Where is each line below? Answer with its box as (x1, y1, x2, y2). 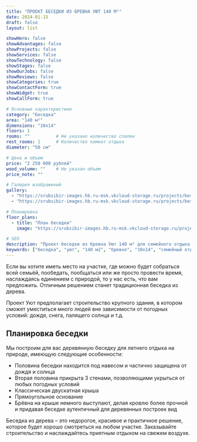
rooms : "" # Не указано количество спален (6, 133, 135, 140)
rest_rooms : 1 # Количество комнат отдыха (6, 139, 125, 145)
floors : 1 (6, 128, 30, 134)
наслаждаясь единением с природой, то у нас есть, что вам (6, 275, 158, 282)
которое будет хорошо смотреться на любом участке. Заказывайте (6, 423, 177, 430)
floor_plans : (6, 214, 38, 220)
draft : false (6, 19, 38, 25)
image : (16, 225, 33, 231)
